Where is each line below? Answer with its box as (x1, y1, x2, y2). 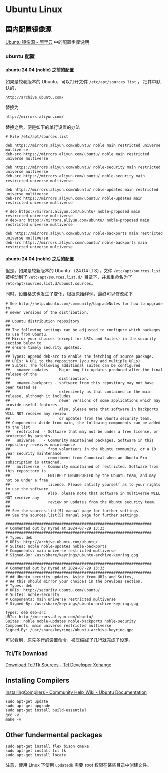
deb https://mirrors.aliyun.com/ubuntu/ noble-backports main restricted (5, 231, 163, 236)
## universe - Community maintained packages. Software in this (5, 438, 154, 443)
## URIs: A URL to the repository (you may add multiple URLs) (5, 359, 141, 364)
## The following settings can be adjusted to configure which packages (5, 328, 161, 333)
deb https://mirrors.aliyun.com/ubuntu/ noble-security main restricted (5, 165, 161, 170)
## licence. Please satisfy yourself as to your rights (5, 482, 161, 487)
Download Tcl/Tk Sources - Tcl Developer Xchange (5, 662, 112, 668)
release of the (5, 372, 37, 377)
